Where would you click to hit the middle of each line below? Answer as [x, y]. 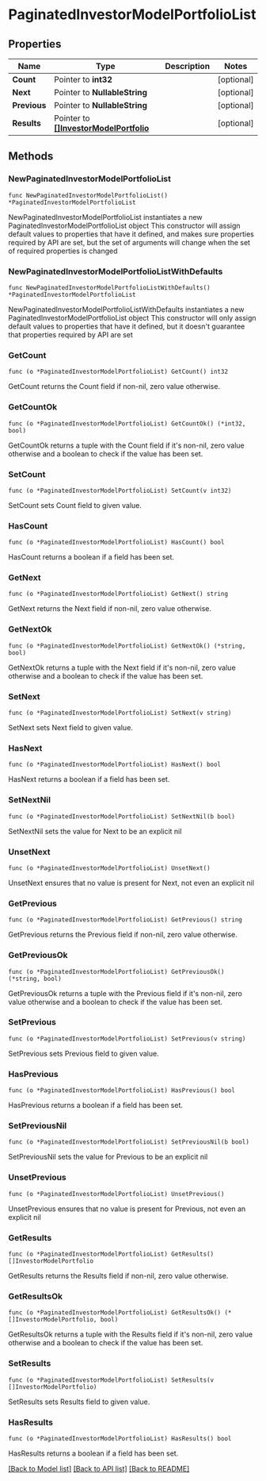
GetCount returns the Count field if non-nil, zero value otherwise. [114, 387]
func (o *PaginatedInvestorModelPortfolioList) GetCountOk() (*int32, [127, 423]
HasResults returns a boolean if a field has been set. [93, 1453]
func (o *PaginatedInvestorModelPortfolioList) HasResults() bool [120, 1438]
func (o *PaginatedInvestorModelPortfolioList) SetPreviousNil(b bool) [129, 1142]
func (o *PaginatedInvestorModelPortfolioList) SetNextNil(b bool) [122, 816]
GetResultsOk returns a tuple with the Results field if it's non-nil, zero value [131, 1334]
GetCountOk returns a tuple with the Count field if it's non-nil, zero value [127, 445]
